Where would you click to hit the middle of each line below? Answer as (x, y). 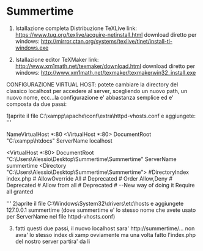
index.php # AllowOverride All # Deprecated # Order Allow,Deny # (90, 178)
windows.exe (32, 48)
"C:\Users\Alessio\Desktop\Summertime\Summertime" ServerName (91, 159)
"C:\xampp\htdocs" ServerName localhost (60, 140)
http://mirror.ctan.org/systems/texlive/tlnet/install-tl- (107, 41)
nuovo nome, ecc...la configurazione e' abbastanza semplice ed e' (90, 97)
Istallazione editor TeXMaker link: (57, 59)
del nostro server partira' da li (53, 241)
